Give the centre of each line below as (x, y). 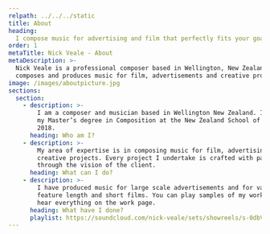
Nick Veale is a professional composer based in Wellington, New (127, 68)
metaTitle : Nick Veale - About (61, 53)
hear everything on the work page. (97, 203)
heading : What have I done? (77, 210)
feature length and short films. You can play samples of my (142, 195)
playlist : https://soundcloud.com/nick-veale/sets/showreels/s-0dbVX (148, 218)
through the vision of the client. (97, 166)
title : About (30, 23)
